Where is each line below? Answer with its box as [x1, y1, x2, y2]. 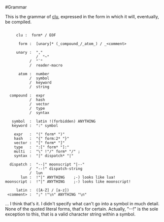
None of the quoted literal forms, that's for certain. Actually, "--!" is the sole [5, 206, 159, 212]
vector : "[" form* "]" [14, 140, 65, 145]
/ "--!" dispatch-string [29, 166, 83, 171]
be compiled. [5, 19, 32, 25]
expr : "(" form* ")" [14, 132, 65, 137]
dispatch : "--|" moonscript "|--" [9, 162, 85, 167]
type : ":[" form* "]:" [14, 145, 69, 150]
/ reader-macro [29, 63, 63, 68]
